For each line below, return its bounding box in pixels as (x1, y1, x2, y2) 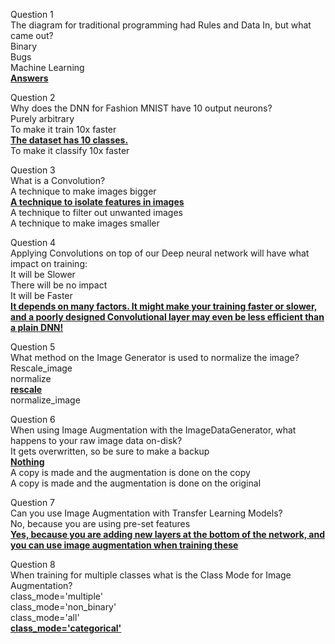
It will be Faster (10, 290, 73, 301)
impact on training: (10, 258, 88, 269)
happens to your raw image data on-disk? (10, 435, 183, 446)
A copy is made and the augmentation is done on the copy (10, 467, 251, 478)
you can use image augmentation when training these (10, 539, 239, 551)
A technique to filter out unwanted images (10, 207, 183, 218)
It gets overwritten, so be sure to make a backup (10, 445, 210, 457)
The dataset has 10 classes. (10, 134, 129, 146)
